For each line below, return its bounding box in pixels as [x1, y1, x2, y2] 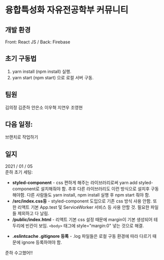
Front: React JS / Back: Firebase [5, 39, 70, 45]
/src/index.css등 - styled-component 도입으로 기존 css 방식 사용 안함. [12, 198, 152, 204]
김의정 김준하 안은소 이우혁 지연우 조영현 [5, 104, 83, 110]
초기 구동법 [5, 55, 37, 63]
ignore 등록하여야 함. [21, 239, 63, 245]
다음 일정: [5, 120, 33, 129]
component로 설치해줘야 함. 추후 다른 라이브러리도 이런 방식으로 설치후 [12, 186, 150, 192]
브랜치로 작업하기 [5, 134, 38, 140]
